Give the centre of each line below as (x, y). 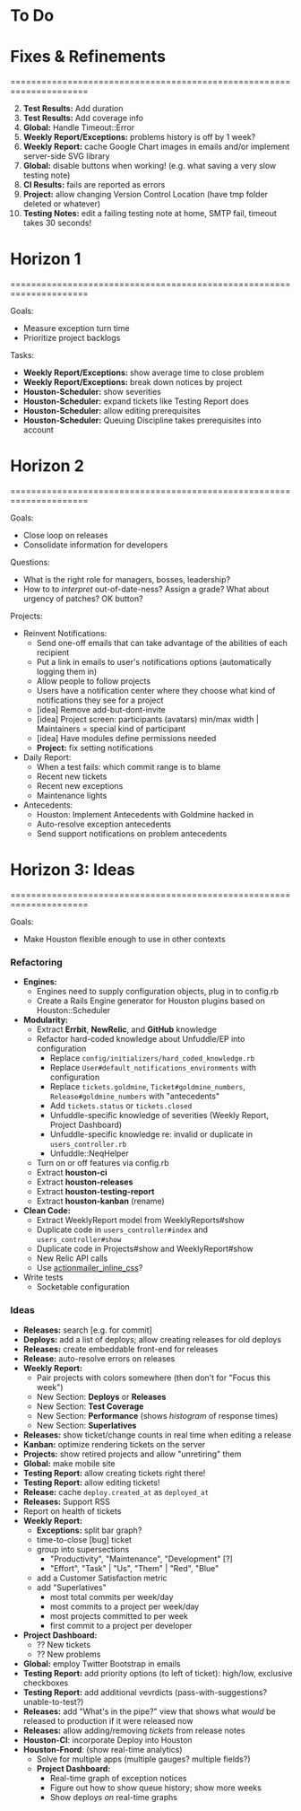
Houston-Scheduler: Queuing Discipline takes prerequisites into (142, 420)
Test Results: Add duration (73, 109)
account (39, 430)
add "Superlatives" (71, 1587)
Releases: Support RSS (66, 1501)
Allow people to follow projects (94, 681)
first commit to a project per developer (121, 1625)
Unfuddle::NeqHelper (89, 1153)
